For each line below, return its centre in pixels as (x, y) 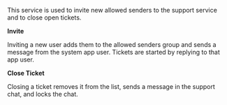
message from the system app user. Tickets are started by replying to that (113, 52)
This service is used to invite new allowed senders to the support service (112, 10)
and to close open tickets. (44, 17)
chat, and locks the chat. (43, 94)
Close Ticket (26, 73)
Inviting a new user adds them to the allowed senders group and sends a (112, 44)
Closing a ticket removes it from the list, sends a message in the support (111, 86)
